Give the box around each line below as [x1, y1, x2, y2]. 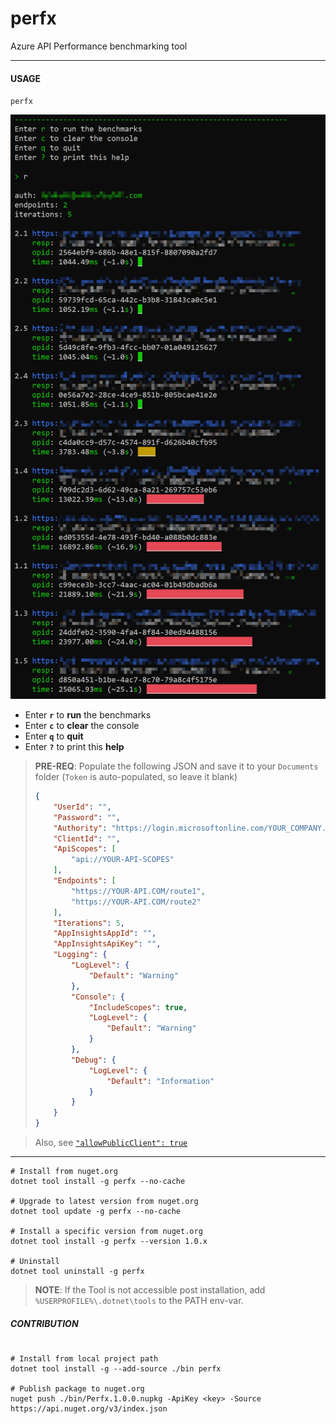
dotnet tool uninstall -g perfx [10, 1267, 145, 1277]
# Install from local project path [10, 1354, 159, 1364]
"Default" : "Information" [106, 1076, 215, 1086]
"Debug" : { [71, 1055, 117, 1065]
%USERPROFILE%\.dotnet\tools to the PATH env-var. [34, 1295, 244, 1307]
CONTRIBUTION [10, 1317, 79, 1329]
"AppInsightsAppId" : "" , [53, 928, 157, 939]
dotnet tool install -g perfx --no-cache [10, 1177, 186, 1187]
